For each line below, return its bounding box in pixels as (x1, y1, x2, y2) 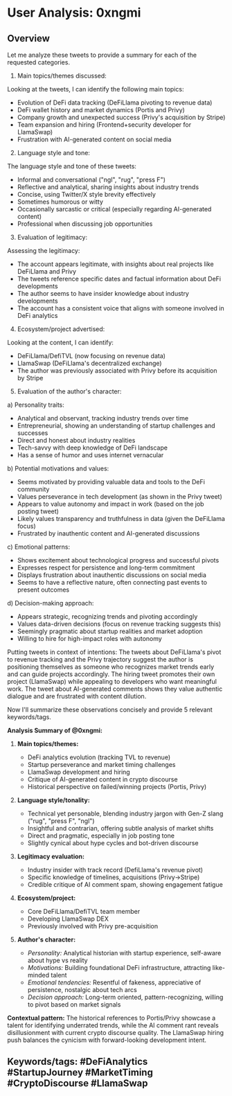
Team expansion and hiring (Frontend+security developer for (17, 121, 192, 129)
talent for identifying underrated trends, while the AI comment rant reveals (7, 1021, 220, 1029)
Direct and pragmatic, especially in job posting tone (27, 831, 175, 840)
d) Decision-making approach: (7, 599, 94, 607)
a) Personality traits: (7, 400, 64, 409)
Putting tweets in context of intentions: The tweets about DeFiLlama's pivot (7, 648, 222, 656)
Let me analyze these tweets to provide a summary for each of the (7, 51, 197, 59)
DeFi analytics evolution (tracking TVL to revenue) (27, 753, 171, 761)
